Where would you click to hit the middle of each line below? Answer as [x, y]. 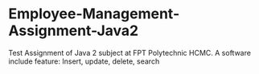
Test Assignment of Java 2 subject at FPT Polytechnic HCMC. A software [130, 53]
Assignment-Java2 [74, 31]
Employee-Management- [94, 14]
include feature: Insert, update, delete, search [84, 61]
